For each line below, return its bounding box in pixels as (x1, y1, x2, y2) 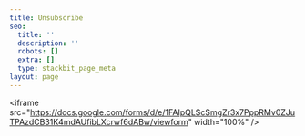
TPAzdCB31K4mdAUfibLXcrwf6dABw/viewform (9, 116, 188, 127)
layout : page (9, 73, 59, 82)
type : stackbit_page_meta (17, 64, 117, 73)
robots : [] (17, 47, 59, 56)
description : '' (17, 38, 79, 48)
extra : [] (17, 55, 55, 64)
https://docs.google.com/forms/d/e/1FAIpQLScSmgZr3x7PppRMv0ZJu (30, 106, 296, 118)
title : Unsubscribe (9, 13, 84, 23)
